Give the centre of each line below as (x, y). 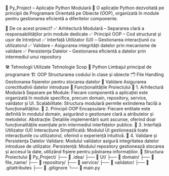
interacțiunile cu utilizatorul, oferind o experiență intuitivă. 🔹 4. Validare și (81, 136)
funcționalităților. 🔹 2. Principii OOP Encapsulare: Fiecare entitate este (78, 108)
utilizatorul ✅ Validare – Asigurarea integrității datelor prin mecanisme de (81, 45)
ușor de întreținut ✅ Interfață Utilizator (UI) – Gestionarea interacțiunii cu (80, 40)
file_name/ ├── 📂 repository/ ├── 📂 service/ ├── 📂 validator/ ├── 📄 (77, 162)
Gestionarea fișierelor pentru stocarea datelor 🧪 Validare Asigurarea (76, 82)
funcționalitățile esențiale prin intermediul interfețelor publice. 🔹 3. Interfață (83, 125)
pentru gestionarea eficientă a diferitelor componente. (61, 18)
